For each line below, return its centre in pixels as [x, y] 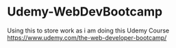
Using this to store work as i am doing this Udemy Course [88, 30]
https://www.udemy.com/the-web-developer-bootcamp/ [87, 37]
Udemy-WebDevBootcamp [85, 12]
